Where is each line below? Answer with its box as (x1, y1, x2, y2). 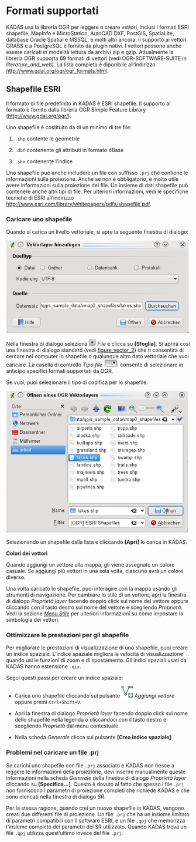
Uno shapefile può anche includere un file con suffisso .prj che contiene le (6, 169, 188, 176)
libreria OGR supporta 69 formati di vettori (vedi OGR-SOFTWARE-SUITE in (6, 55, 187, 62)
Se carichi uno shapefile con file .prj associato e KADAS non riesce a (6, 762, 174, 769)
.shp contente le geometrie (14, 135, 80, 142)
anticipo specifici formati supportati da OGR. (6, 368, 114, 375)
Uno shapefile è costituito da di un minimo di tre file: (6, 123, 132, 130)
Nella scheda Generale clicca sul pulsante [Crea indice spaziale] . (14, 734, 173, 741)
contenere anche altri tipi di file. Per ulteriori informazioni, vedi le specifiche (6, 188, 188, 195)
